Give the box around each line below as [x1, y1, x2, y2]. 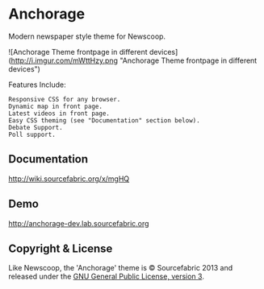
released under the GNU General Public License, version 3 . [8, 271, 204, 282]
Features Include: [8, 80, 66, 89]
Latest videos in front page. [8, 109, 111, 118]
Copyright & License [8, 242, 113, 255]
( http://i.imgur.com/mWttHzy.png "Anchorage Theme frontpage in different [8, 56, 258, 65]
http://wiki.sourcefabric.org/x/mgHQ [8, 174, 130, 184]
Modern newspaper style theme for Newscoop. [8, 31, 166, 41]
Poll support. [8, 130, 57, 138]
